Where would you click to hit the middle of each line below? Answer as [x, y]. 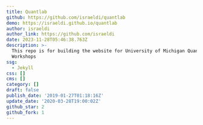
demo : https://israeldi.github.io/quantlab [62, 23]
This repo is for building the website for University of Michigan [98, 51]
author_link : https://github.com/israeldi [60, 34]
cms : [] [16, 79]
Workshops [24, 56]
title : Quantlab [27, 12]
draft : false [23, 90]
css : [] [16, 73]
